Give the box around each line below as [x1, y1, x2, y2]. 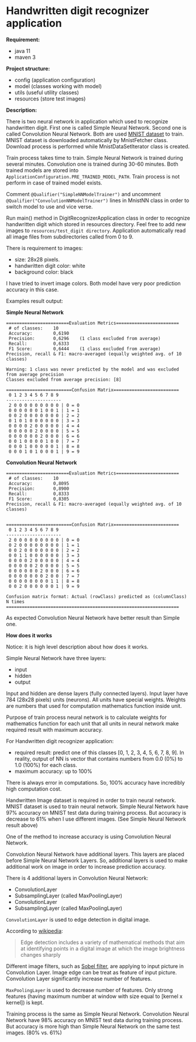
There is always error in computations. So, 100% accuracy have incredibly [6, 779, 185, 786]
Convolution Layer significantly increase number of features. [6, 975, 152, 982]
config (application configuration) [14, 76, 95, 83]
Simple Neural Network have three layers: [6, 654, 106, 661]
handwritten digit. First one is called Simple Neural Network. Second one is [6, 124, 187, 131]
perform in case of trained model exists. [6, 179, 102, 186]
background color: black [14, 268, 74, 275]
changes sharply [20, 951, 61, 958]
